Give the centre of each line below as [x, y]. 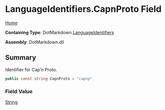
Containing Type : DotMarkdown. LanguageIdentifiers [60, 32]
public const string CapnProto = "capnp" [49, 79]
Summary [21, 58]
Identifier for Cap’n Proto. [31, 69]
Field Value [19, 91]
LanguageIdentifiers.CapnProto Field [83, 9]
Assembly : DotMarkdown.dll [35, 42]
